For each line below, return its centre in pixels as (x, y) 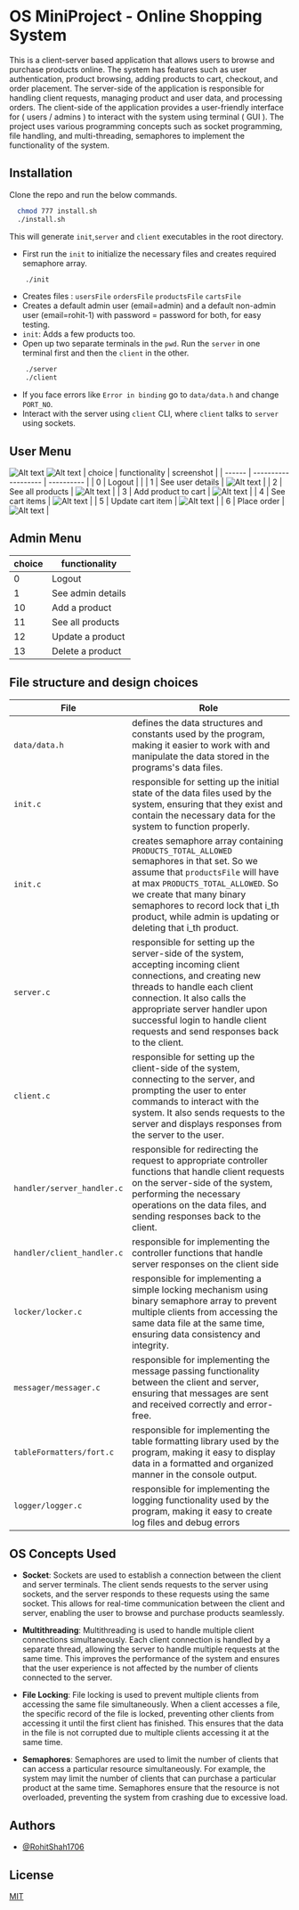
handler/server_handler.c (69, 1188)
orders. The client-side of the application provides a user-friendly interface (147, 107)
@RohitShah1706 (53, 1847)
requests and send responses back (205, 1031)
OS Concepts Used (63, 1553)
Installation (41, 173)
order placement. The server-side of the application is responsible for (137, 88)
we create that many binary (189, 894)
